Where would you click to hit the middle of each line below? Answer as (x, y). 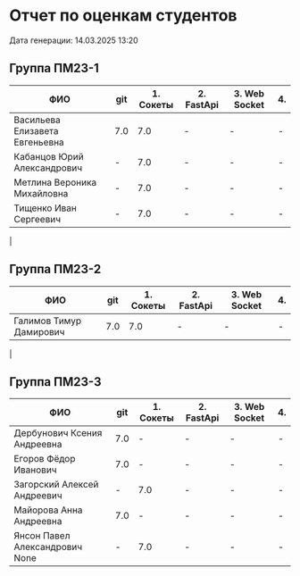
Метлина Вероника (55, 182)
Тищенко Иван (46, 208)
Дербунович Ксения (58, 433)
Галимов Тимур (48, 321)
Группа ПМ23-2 (55, 269)
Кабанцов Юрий (49, 156)
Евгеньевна (39, 142)
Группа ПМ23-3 (55, 382)
